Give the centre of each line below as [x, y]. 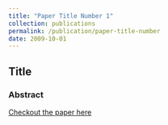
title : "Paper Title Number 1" [61, 16]
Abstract [26, 94]
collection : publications [52, 24]
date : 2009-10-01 [38, 39]
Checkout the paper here [50, 112]
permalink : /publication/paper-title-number [84, 31]
